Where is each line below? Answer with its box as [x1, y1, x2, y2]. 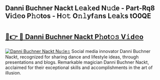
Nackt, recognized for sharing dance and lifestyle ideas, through [5, 54, 139, 59]
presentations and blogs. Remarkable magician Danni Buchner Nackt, [5, 59, 149, 65]
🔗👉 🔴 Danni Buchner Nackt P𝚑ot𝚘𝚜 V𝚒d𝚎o [5, 32, 144, 41]
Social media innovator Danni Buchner [71, 48, 151, 54]
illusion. [5, 70, 21, 75]
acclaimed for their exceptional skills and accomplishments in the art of [5, 64, 153, 70]
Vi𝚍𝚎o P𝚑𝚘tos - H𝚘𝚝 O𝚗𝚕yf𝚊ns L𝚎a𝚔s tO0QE [5, 12, 151, 20]
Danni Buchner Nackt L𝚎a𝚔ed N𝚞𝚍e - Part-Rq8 [5, 4, 155, 12]
